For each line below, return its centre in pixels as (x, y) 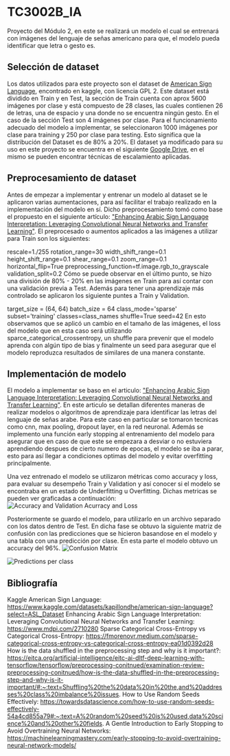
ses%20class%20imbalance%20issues (63, 694)
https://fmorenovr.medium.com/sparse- (142, 636)
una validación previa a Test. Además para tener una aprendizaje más (106, 288)
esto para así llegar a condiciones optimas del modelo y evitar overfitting (110, 456)
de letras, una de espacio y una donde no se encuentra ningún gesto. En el (113, 113)
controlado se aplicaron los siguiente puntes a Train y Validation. (99, 295)
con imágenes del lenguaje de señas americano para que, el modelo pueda (113, 38)
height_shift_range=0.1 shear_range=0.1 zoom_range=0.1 (87, 259)
